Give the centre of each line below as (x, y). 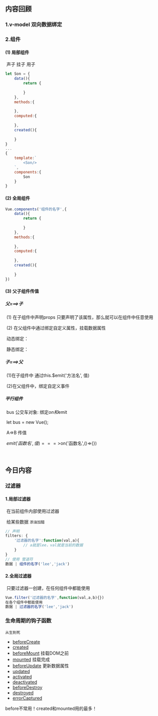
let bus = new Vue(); (27, 422)
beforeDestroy (27, 687)
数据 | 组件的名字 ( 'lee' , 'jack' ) (38, 564)
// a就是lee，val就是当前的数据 (53, 545)
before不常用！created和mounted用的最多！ (51, 708)
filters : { (17, 536)
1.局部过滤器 (18, 499)
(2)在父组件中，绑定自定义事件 (38, 386)
